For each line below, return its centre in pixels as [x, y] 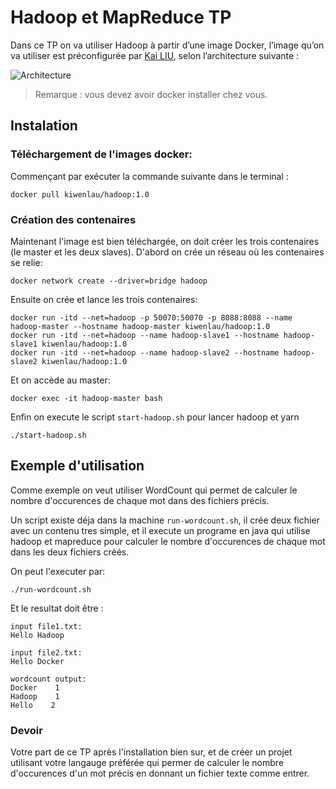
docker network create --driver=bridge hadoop [109, 281]
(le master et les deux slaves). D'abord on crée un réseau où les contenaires [167, 252]
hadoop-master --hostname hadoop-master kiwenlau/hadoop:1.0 [140, 326]
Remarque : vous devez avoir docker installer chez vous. [151, 94]
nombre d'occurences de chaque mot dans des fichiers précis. [140, 500]
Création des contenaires [73, 219]
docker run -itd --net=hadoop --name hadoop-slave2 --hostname [145, 352]
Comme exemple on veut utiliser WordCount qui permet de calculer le [154, 490]
